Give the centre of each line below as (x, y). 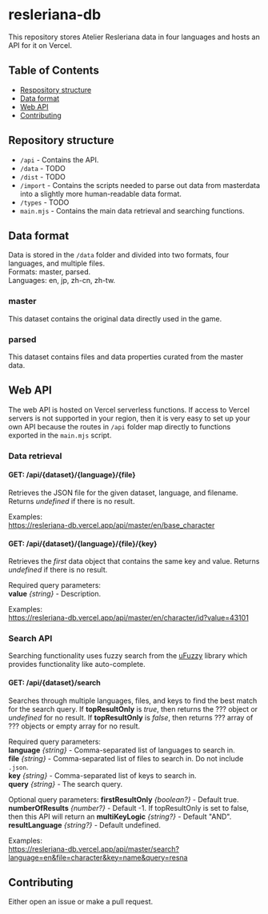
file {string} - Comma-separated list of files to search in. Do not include (126, 758)
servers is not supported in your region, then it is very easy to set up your (129, 418)
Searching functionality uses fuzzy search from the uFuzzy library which (128, 656)
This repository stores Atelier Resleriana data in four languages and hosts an (134, 37)
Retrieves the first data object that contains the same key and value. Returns (134, 561)
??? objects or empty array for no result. (74, 726)
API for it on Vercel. (40, 45)
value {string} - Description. (55, 594)
